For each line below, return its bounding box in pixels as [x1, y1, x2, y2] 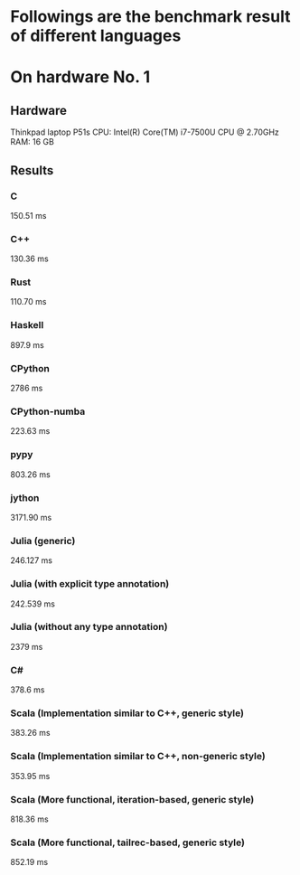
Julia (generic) [10, 534, 76, 547]
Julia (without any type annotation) [10, 621, 168, 634]
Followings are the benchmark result [10, 6, 291, 27]
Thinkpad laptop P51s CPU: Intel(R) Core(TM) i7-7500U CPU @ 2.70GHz [10, 127, 279, 137]
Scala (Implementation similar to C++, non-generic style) [10, 750, 266, 763]
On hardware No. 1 [10, 67, 151, 88]
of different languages [10, 25, 182, 46]
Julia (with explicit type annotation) [10, 578, 170, 590]
